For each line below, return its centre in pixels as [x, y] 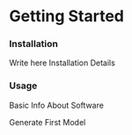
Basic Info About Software [56, 105]
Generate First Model [48, 122]
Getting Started [67, 16]
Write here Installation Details [62, 63]
